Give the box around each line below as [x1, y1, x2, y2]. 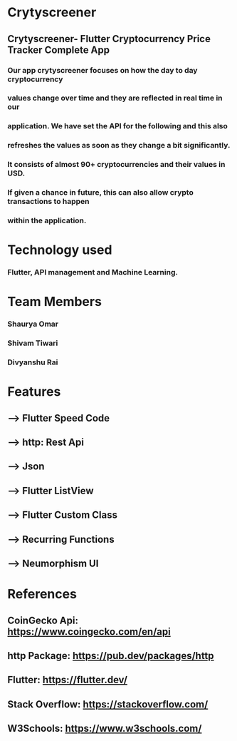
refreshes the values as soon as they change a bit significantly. [7, 140, 231, 150]
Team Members [7, 294, 102, 310]
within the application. [7, 215, 87, 225]
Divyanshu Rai [7, 357, 58, 367]
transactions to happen [7, 197, 90, 207]
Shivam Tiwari [7, 338, 58, 348]
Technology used [7, 242, 112, 258]
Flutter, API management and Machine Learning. [7, 267, 178, 277]
